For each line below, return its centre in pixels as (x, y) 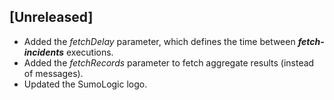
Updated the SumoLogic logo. (85, 84)
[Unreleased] (51, 17)
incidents (44, 52)
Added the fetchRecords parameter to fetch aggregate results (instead (169, 62)
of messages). (53, 73)
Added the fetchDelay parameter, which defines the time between (159, 41)
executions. (89, 52)
